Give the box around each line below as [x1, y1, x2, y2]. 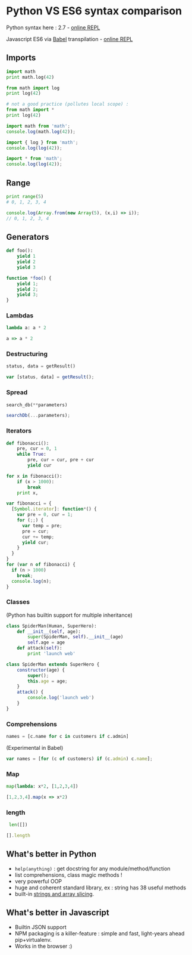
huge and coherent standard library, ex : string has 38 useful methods [14, 884, 186, 891]
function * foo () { [6, 275, 52, 281]
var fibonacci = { [6, 500, 52, 506]
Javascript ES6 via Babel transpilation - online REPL [6, 35, 133, 42]
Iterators [6, 426, 32, 435]
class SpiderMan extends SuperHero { [6, 661, 100, 667]
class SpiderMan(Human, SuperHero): [6, 623, 97, 629]
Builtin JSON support [14, 923, 67, 931]
